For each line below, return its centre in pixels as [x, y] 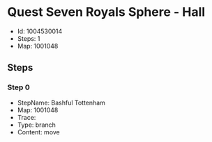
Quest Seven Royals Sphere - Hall [106, 12]
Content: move [39, 132]
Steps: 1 [29, 38]
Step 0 [18, 87]
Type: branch [36, 125]
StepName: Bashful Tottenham [61, 103]
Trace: [26, 117]
